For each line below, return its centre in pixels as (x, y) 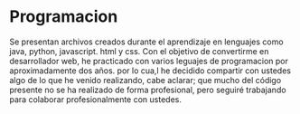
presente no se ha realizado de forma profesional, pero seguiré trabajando (148, 90)
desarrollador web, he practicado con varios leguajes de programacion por (149, 61)
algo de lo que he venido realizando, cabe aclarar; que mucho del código (145, 80)
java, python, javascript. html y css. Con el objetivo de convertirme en (139, 51)
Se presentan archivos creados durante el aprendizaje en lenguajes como (146, 42)
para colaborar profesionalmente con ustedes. (96, 99)
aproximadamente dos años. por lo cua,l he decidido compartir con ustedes (150, 71)
